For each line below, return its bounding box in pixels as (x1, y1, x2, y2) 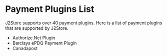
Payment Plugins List (5, 3, 94, 15)
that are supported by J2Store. (5, 25, 68, 31)
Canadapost (12, 45, 38, 51)
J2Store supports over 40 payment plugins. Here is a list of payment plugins (5, 20, 162, 26)
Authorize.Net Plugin (12, 35, 55, 41)
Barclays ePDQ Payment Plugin (12, 40, 77, 46)
